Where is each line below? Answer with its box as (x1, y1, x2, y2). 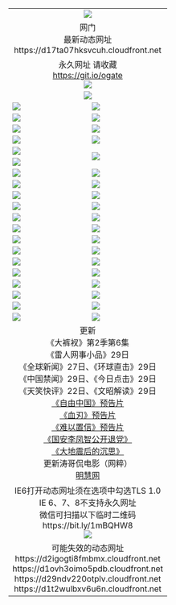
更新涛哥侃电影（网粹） (43, 458, 133, 469)
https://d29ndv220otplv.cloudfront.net (14, 573, 162, 584)
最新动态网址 (63, 34, 113, 45)
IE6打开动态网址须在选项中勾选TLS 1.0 (14, 485, 162, 496)
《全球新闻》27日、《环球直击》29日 (18, 361, 157, 372)
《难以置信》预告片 (51, 421, 125, 433)
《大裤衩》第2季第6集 (46, 337, 130, 348)
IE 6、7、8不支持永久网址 (39, 497, 137, 508)
